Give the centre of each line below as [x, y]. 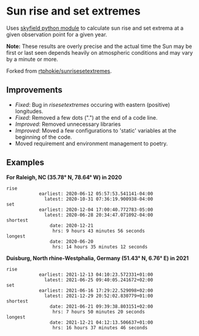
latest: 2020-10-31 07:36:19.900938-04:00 [99, 199]
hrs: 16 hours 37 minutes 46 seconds [100, 327]
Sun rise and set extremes [73, 11]
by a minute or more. [32, 59]
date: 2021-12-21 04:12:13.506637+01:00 [101, 322]
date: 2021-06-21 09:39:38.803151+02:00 [101, 306]
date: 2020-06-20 [72, 241]
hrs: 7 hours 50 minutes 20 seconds [99, 312]
